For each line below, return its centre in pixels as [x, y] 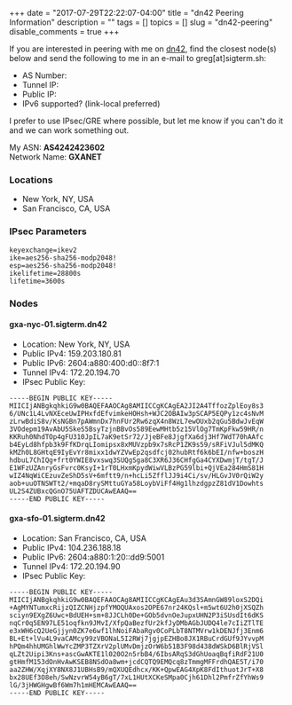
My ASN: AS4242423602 [57, 147]
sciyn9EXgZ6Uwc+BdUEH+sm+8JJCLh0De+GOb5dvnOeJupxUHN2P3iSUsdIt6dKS [137, 615]
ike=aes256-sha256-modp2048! [63, 258]
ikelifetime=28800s [45, 273]
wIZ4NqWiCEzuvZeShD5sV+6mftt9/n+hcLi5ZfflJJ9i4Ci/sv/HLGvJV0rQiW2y [137, 475]
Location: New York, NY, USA [76, 344]
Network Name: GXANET [55, 157]
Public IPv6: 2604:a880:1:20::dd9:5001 [93, 557]
